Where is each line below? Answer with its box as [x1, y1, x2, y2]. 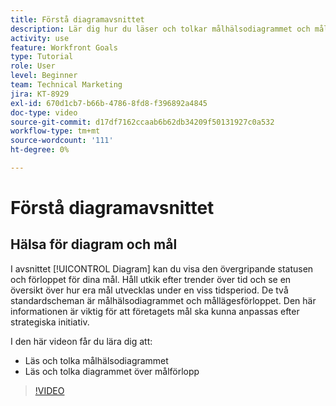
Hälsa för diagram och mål [10, 236, 178, 253]
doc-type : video [10, 107, 78, 118]
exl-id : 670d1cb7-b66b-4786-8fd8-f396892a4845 [10, 98, 208, 108]
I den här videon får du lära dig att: [10, 335, 153, 347]
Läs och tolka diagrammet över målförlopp [24, 365, 200, 377]
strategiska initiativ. [10, 316, 90, 328]
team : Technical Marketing [10, 80, 123, 90]
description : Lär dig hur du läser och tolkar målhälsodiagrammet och [10, 24, 311, 34]
